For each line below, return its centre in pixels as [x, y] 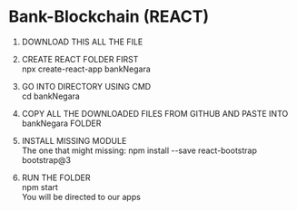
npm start [40, 187]
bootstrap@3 [46, 159]
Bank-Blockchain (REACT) [109, 17]
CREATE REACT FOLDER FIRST [80, 59]
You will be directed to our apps [81, 197]
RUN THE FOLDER [56, 177]
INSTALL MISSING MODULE [74, 140]
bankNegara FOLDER [61, 123]
